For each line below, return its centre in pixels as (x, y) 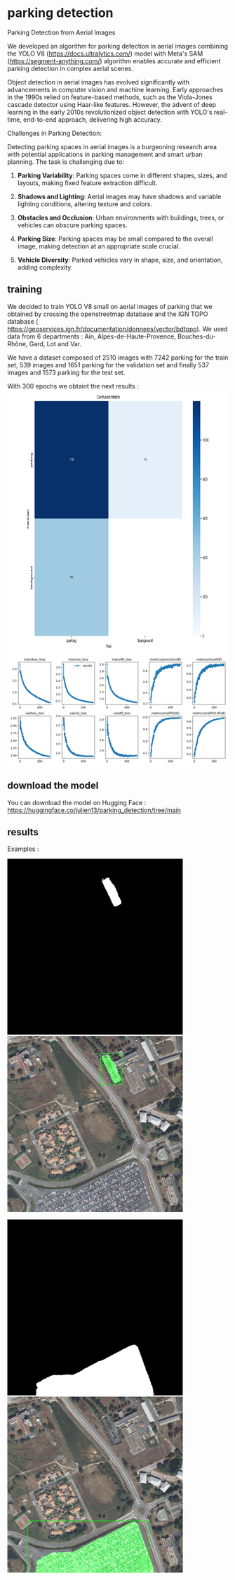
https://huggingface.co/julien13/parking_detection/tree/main (94, 810)
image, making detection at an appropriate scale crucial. (99, 246)
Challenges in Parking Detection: (54, 133)
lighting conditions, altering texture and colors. (85, 204)
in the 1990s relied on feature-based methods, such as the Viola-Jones (110, 97)
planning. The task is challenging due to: (66, 162)
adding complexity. (45, 267)
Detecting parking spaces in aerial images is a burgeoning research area (112, 146)
